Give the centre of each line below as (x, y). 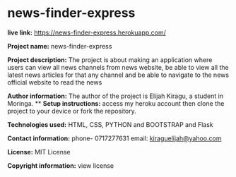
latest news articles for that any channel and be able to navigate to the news (118, 75)
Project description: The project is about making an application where (110, 60)
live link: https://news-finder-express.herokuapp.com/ (87, 32)
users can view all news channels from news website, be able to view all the (118, 67)
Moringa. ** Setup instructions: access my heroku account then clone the (116, 103)
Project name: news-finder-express (60, 46)
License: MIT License (39, 152)
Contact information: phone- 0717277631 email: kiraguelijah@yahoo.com (114, 138)
